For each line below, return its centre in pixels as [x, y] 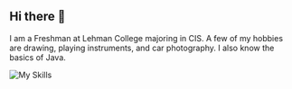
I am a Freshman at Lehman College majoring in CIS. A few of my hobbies [146, 38]
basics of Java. [38, 57]
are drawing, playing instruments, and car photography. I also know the [142, 48]
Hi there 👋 [38, 17]
